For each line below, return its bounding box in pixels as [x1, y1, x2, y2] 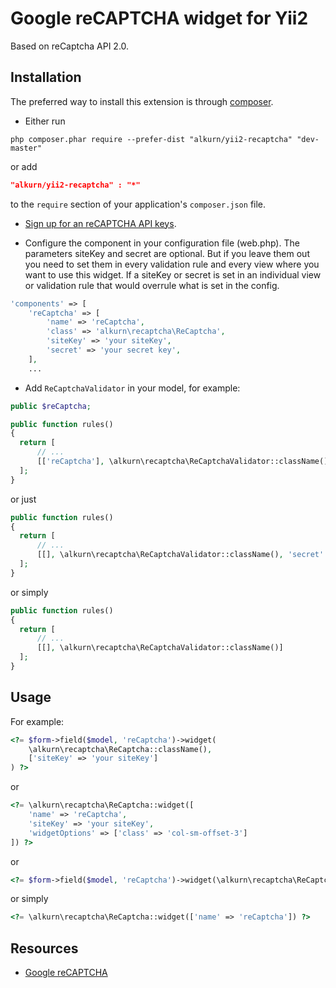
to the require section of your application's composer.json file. [10, 198, 267, 210]
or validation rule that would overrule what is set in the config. [24, 279, 280, 291]
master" [10, 143, 43, 153]
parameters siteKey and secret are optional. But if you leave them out [24, 247, 310, 259]
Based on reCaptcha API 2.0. [10, 40, 130, 52]
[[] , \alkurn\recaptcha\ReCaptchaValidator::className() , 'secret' [36, 550, 325, 560]
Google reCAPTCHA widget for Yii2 [10, 7, 309, 30]
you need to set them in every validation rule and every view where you [24, 258, 320, 270]
